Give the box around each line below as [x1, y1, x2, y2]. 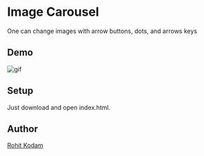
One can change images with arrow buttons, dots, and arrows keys [7, 27, 198, 35]
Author [7, 123, 38, 135]
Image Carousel [7, 4, 99, 20]
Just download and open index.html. [7, 103, 111, 111]
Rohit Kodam [7, 142, 43, 150]
